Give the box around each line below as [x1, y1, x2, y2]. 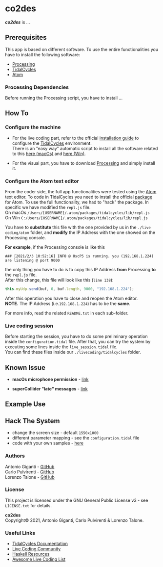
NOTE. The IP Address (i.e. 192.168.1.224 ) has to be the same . [5, 300, 131, 307]
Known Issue [5, 363, 45, 372]
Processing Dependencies [5, 84, 69, 91]
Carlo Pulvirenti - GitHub [5, 469, 55, 475]
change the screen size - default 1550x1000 [12, 430, 99, 436]
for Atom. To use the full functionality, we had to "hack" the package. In [5, 199, 149, 205]
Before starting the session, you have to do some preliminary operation [5, 334, 148, 339]
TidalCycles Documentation [12, 541, 68, 547]
